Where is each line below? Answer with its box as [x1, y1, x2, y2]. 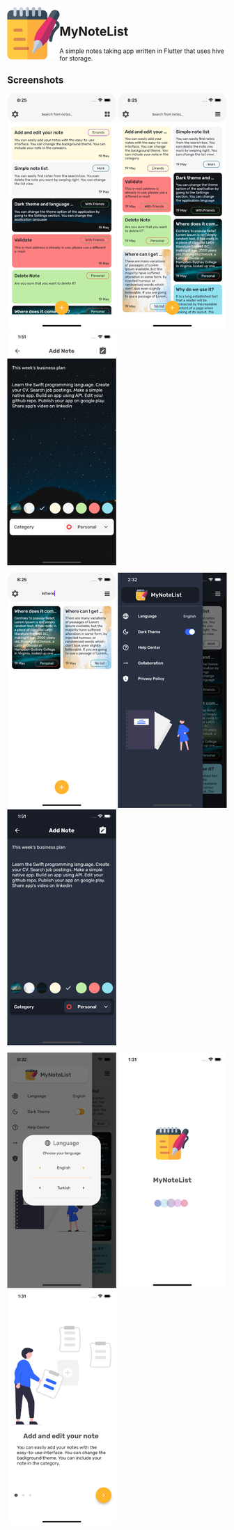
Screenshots [7, 74, 64, 86]
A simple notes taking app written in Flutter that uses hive [59, 47, 225, 55]
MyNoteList [59, 24, 129, 40]
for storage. [59, 54, 93, 62]
